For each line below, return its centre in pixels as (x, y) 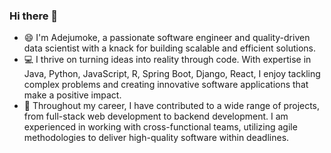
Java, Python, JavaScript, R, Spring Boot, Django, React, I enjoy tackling (172, 74)
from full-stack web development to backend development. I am (156, 116)
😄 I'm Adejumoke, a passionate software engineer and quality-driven (167, 38)
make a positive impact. (72, 95)
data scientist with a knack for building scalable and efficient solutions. (169, 48)
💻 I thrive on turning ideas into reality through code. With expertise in (167, 60)
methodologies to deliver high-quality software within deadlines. (156, 138)
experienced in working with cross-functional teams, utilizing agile (160, 127)
